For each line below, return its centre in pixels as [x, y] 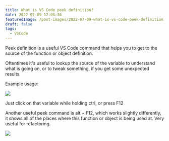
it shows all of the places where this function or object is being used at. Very [85, 118]
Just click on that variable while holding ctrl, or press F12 [64, 103]
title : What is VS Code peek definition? [49, 10]
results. [13, 74]
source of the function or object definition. [49, 53]
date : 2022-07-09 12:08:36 [34, 15]
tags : [11, 29]
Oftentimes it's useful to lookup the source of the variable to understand [80, 63]
